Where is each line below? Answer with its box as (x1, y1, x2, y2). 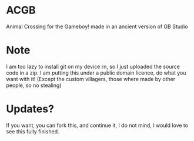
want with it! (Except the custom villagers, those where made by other (6, 75, 176, 82)
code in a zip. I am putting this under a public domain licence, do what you (6, 69, 186, 76)
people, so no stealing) (6, 82, 62, 89)
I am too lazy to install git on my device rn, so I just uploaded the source (6, 63, 180, 70)
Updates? (6, 102, 55, 116)
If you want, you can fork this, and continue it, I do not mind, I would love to (6, 122, 189, 129)
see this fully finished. (6, 127, 60, 135)
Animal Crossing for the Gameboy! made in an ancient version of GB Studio (6, 23, 188, 30)
